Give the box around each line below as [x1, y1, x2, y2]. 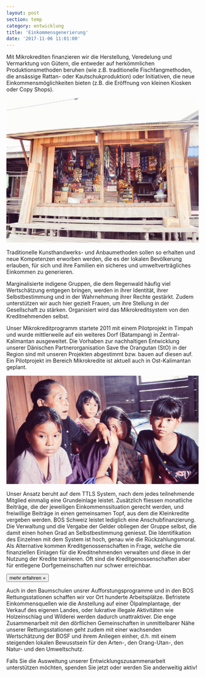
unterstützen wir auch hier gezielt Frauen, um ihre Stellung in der [6, 300, 170, 307]
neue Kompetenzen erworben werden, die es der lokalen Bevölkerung [6, 255, 182, 263]
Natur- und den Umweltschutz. [6, 646, 84, 653]
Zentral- [159, 331, 180, 338]
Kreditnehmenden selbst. [6, 313, 70, 320]
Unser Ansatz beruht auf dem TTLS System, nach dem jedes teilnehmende [6, 490, 195, 498]
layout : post [6, 10, 40, 16]
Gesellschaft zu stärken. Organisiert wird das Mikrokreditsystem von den [6, 306, 189, 313]
